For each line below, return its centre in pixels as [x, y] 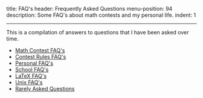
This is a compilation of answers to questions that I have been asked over [98, 32]
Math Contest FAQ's [40, 50]
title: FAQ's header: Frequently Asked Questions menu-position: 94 [89, 9]
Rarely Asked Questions [45, 89]
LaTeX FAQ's [31, 76]
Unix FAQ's [29, 82]
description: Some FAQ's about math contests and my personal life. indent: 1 [101, 15]
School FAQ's [32, 69]
